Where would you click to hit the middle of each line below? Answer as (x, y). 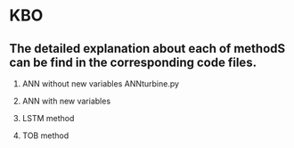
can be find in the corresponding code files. (133, 62)
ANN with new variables (66, 101)
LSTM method (48, 118)
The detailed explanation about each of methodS (147, 49)
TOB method (45, 136)
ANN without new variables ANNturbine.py (101, 84)
